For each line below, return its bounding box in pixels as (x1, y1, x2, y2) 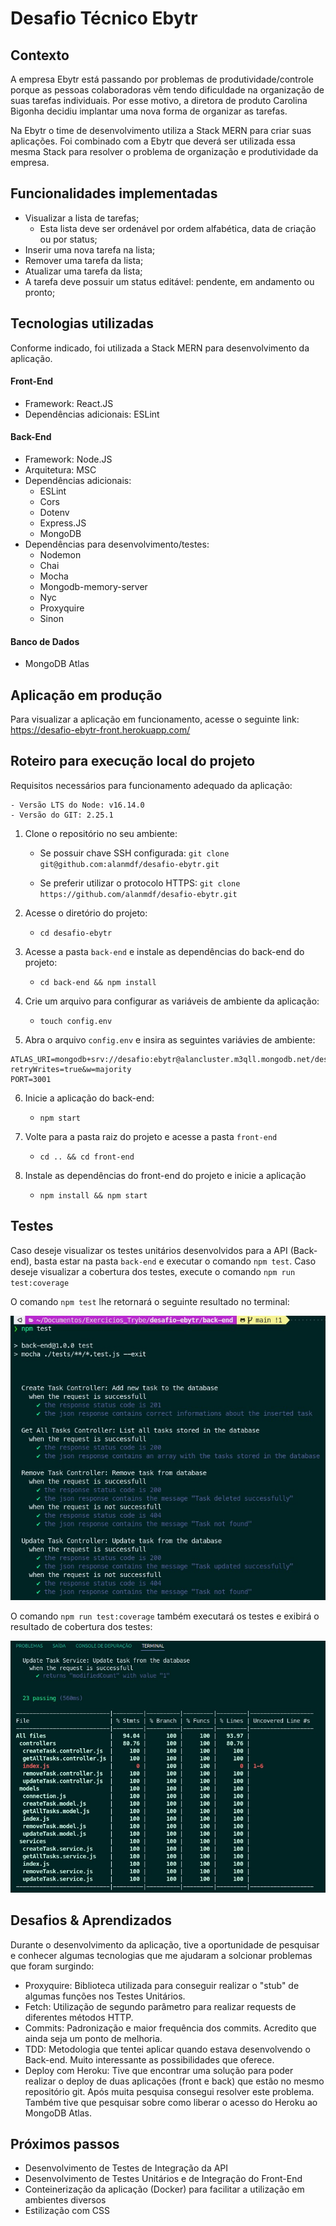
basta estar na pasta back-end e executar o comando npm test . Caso (34, 1255, 317, 1267)
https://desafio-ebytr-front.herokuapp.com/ (10, 724, 191, 736)
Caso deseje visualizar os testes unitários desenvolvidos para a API (10, 1244, 288, 1256)
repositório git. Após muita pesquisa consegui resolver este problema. (24, 2085, 315, 2097)
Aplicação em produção (10, 687, 163, 704)
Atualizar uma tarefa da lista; (24, 265, 143, 277)
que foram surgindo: (10, 1960, 95, 1972)
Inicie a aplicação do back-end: (24, 1092, 155, 1104)
